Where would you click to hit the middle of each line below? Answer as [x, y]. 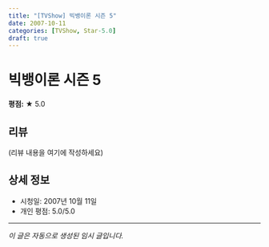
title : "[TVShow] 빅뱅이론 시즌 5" [62, 16]
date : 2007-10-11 [37, 23]
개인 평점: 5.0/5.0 [48, 211]
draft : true [28, 38]
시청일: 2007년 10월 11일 [58, 200]
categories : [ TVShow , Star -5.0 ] [62, 30]
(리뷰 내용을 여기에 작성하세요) [56, 152]
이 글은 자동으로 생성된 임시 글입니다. [66, 235]
